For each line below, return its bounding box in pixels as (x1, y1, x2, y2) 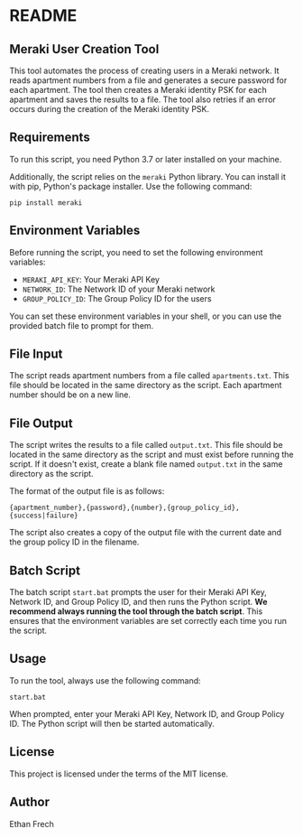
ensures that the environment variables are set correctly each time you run (9, 616, 287, 627)
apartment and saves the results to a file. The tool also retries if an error (9, 94, 277, 105)
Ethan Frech (9, 818, 54, 829)
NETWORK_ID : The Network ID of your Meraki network (22, 284, 216, 294)
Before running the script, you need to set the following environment (9, 246, 263, 257)
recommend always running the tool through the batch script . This (9, 606, 263, 617)
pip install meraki (9, 198, 83, 208)
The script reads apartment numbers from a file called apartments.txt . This (9, 370, 290, 381)
